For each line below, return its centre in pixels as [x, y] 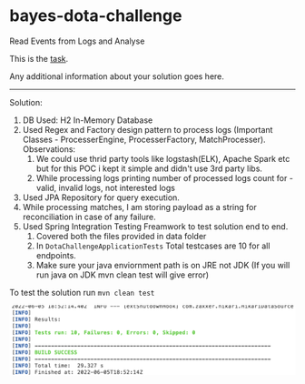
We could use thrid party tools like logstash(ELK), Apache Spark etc [163, 158]
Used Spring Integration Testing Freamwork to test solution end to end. [155, 226]
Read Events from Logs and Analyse [77, 41]
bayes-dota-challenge [96, 16]
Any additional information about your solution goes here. [117, 76]
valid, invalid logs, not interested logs [105, 187]
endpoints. [56, 255]
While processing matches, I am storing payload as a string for [139, 207]
